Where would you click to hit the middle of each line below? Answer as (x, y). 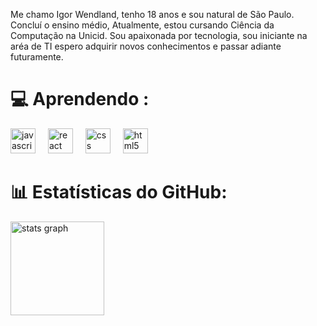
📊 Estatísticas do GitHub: (119, 192)
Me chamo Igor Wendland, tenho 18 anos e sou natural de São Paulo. (152, 14)
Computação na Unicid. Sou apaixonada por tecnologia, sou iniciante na (159, 35)
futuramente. (37, 57)
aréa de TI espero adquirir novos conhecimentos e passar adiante (146, 46)
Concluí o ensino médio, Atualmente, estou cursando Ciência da (142, 25)
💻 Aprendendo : (80, 99)
